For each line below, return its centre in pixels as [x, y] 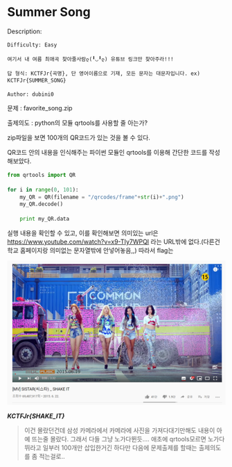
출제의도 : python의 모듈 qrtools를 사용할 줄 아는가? [77, 123]
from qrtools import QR [42, 175]
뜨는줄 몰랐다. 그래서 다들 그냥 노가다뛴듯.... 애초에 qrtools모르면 [119, 439]
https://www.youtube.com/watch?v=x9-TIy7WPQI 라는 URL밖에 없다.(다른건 [114, 242]
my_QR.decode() [42, 204]
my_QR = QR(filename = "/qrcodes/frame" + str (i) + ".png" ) [102, 197]
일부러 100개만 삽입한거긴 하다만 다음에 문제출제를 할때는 [120, 448]
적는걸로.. [52, 456]
